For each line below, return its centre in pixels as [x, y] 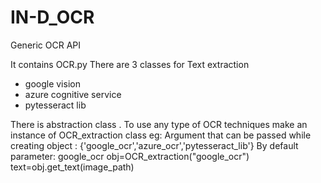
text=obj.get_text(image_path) [72, 167]
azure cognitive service [73, 94]
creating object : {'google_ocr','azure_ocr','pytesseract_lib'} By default [154, 145]
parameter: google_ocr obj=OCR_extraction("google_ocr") [130, 156]
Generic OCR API [46, 45]
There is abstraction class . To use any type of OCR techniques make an [159, 124]
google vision [52, 83]
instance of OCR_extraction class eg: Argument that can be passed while [161, 135]
